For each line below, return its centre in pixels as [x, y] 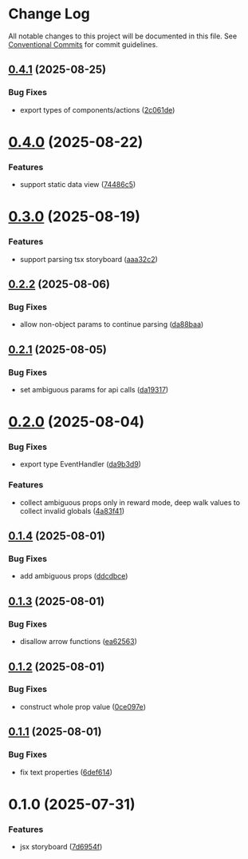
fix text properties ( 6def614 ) [66, 772]
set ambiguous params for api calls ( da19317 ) [94, 389]
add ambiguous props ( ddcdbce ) [74, 576]
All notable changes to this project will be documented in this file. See [123, 36]
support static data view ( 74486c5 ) [78, 185]
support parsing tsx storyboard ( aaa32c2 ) [89, 259]
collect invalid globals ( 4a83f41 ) [72, 511]
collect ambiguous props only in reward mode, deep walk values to [130, 502]
